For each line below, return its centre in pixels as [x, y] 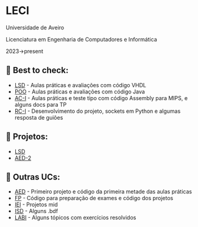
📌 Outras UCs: [33, 177]
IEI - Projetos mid [36, 204]
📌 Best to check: [37, 70]
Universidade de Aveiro [35, 27]
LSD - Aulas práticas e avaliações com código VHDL [80, 85]
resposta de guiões [39, 117]
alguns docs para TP [41, 104]
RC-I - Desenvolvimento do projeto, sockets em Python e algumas [97, 111]
